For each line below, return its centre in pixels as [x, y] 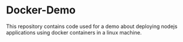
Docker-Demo [41, 10]
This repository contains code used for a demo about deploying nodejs [92, 26]
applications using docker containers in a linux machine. [74, 32]
